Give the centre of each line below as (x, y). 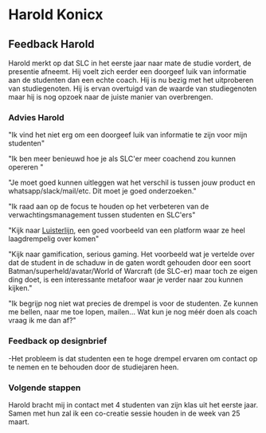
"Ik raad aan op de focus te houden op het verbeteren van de (109, 207)
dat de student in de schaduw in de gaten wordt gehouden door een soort (129, 263)
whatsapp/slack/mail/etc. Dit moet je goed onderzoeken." (102, 191)
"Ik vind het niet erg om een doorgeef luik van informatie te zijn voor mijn (128, 135)
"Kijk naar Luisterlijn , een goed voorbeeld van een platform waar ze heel (127, 230)
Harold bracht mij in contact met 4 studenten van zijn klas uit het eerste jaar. (133, 404)
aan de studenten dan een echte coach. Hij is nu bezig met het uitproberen (131, 80)
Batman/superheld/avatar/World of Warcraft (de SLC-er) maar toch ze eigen (133, 271)
